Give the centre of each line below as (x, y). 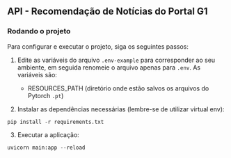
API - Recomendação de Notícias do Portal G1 (107, 11)
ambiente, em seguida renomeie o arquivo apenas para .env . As (109, 67)
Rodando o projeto (39, 31)
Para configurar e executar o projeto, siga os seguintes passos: (98, 46)
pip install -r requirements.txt (56, 122)
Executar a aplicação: (48, 134)
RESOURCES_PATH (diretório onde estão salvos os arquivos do (118, 88)
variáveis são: (37, 74)
